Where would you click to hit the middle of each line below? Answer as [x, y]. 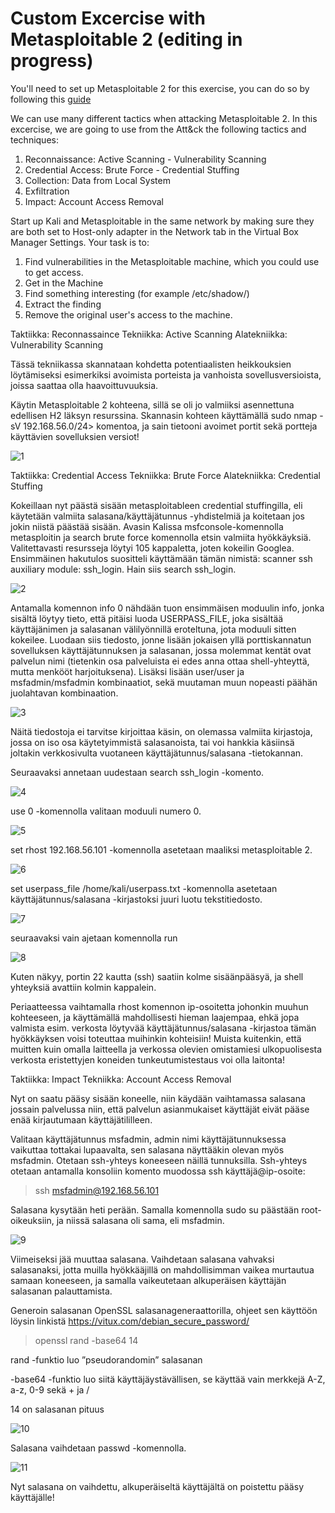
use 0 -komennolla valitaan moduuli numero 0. [106, 811]
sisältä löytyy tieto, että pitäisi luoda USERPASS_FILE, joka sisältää [147, 618]
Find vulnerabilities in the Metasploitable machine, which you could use [172, 261]
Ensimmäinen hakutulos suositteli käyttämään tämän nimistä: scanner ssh [161, 558]
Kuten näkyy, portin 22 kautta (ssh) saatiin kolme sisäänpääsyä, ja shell [157, 976]
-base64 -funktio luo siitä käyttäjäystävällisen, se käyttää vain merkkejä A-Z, [168, 1379]
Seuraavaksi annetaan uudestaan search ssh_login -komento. [137, 772]
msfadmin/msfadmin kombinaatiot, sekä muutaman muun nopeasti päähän [164, 682]
